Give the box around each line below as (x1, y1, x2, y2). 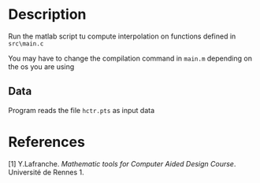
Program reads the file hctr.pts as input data (8, 105, 155, 115)
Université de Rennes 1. (8, 167, 84, 177)
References (8, 133, 85, 151)
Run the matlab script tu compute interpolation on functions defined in (8, 31, 236, 41)
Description (8, 5, 87, 24)
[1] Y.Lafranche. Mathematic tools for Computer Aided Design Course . (8, 159, 236, 168)
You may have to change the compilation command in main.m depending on (8, 53, 252, 63)
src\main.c (8, 39, 44, 48)
